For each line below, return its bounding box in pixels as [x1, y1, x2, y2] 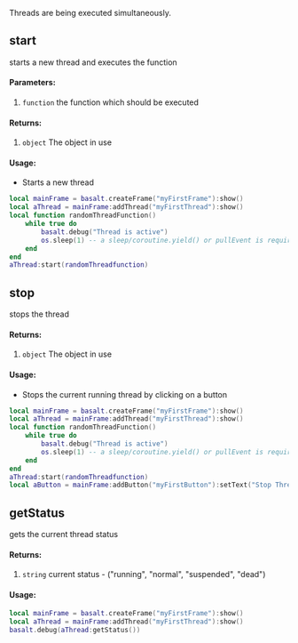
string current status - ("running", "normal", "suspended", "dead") [21, 569, 266, 580]
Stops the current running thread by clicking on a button [21, 389, 228, 399]
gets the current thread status [9, 529, 118, 540]
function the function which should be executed [21, 97, 200, 108]
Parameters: [9, 77, 56, 88]
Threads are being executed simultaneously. [9, 8, 171, 18]
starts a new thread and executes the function [9, 57, 177, 68]
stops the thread [9, 309, 69, 319]
